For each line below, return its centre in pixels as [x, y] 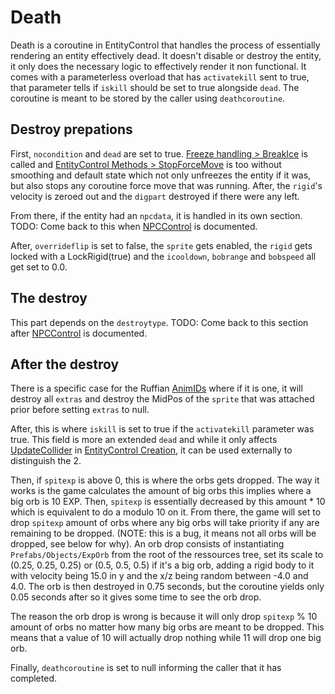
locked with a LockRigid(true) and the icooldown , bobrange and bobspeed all [163, 256]
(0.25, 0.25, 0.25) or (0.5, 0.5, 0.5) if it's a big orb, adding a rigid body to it [162, 565]
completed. [33, 678]
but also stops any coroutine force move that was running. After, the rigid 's [166, 185]
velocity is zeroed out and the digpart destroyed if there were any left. [155, 196]
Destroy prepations [71, 129]
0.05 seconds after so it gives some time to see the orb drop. [136, 597]
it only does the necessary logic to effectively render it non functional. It [158, 66]
